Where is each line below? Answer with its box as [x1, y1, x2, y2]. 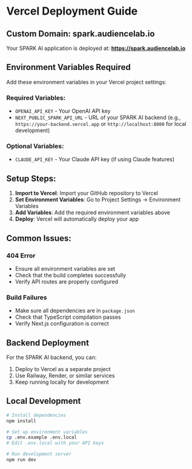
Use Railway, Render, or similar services [15, 372, 115, 380]
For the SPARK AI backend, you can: [6, 354, 97, 361]
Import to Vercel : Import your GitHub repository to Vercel [15, 190, 159, 197]
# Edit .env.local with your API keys [6, 440, 104, 446]
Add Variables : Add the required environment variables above [15, 209, 171, 217]
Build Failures [6, 293, 47, 302]
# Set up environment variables [6, 429, 88, 435]
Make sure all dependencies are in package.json [15, 307, 135, 314]
